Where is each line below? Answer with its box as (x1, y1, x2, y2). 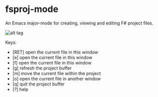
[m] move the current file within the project (12, 70, 101, 76)
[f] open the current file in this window (12, 59, 91, 65)
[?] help (12, 86, 28, 92)
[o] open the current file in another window (12, 75, 101, 81)
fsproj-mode (5, 3, 58, 15)
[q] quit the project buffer (12, 81, 65, 87)
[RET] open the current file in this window (12, 49, 98, 55)
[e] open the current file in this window (12, 54, 92, 60)
